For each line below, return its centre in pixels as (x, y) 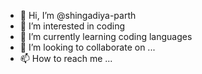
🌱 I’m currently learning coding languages (106, 36)
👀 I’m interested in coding (72, 26)
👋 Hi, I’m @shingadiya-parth (78, 15)
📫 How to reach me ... (66, 58)
